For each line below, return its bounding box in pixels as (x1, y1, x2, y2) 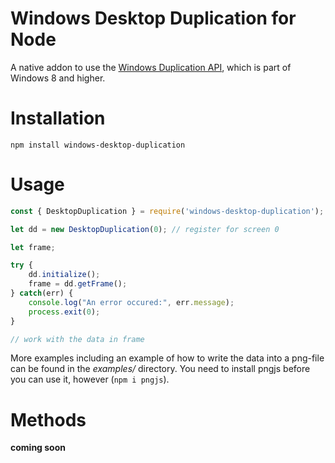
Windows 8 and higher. (10, 72, 106, 84)
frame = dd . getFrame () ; (28, 279, 128, 289)
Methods (10, 408, 87, 431)
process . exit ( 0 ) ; (28, 307, 101, 317)
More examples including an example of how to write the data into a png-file (10, 352, 325, 364)
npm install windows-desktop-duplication (10, 140, 186, 150)
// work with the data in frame (10, 334, 145, 344)
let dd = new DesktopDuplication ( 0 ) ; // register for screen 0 (10, 224, 280, 234)
